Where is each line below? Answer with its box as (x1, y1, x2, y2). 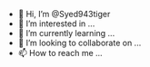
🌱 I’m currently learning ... (17, 28, 115, 38)
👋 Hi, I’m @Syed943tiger (17, 9, 111, 19)
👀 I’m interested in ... (17, 18, 95, 29)
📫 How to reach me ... (17, 48, 103, 58)
